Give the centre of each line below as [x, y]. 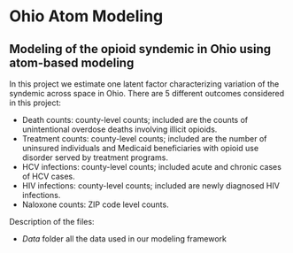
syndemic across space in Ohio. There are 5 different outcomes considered [147, 93]
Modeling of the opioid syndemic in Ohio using [140, 49]
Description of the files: [52, 222]
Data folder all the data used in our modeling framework [124, 239]
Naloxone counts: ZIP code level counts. [96, 204]
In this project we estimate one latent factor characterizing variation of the [144, 84]
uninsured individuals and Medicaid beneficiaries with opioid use [140, 148]
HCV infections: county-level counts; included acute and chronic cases [151, 167]
